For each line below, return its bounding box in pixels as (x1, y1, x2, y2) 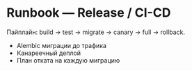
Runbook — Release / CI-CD (6, 5, 171, 21)
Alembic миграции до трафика (16, 41, 107, 49)
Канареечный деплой (16, 49, 81, 57)
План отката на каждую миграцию (16, 56, 120, 64)
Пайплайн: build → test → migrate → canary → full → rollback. (6, 28, 186, 36)
